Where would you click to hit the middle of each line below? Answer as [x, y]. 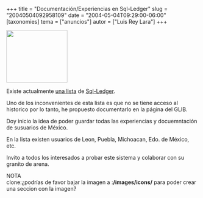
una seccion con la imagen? [41, 189]
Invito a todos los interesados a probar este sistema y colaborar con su [95, 158]
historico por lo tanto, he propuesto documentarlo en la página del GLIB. [97, 109]
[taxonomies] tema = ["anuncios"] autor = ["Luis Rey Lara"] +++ [87, 22]
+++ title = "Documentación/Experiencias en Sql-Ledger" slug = [87, 9]
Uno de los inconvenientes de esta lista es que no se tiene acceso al [92, 103]
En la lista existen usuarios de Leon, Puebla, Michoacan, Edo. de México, [98, 139]
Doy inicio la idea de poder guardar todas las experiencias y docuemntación [102, 121]
